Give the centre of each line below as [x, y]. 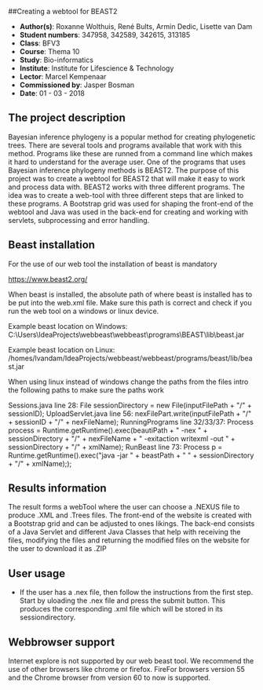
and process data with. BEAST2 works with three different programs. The [126, 187]
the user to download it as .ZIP [58, 549]
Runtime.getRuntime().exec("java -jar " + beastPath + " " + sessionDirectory [131, 455]
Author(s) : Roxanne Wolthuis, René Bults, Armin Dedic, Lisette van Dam [136, 26]
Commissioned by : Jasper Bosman [77, 85]
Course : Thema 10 [49, 51]
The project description [67, 118]
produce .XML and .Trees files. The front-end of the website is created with [130, 515]
